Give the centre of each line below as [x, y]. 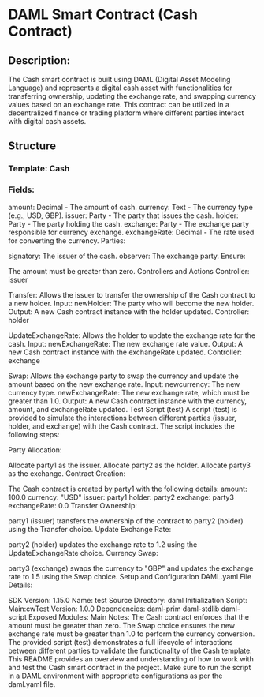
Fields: [22, 189]
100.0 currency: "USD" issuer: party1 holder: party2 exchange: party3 [121, 497]
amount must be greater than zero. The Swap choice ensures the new [121, 625]
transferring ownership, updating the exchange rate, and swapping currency [132, 96]
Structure [32, 146]
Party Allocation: [35, 450]
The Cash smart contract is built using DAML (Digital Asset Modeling [119, 79]
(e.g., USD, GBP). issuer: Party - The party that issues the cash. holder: [123, 215]
